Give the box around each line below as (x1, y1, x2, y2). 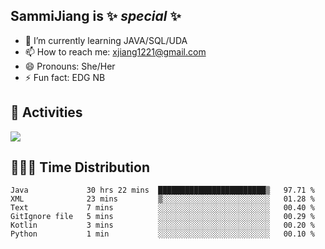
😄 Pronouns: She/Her (24, 60, 116, 72)
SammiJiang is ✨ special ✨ (10, 8, 182, 25)
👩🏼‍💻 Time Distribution (10, 159, 150, 176)
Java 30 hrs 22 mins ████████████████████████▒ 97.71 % (10, 185, 315, 196)
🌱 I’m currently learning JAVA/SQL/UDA (24, 34, 188, 46)
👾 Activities (10, 104, 83, 121)
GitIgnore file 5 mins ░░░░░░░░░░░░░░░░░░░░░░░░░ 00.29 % (10, 212, 315, 222)
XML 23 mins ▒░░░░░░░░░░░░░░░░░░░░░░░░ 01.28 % (10, 194, 315, 204)
